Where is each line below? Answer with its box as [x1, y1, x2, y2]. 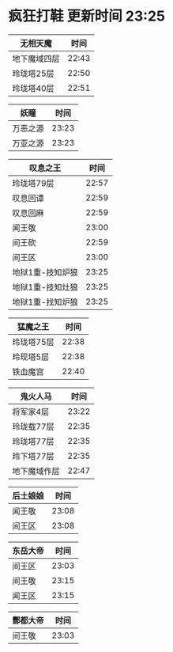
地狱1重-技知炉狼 [12, 267, 78, 278]
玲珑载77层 [12, 421, 55, 432]
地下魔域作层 [12, 465, 61, 476]
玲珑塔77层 [12, 436, 55, 447]
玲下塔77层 [12, 450, 55, 461]
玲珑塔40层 [12, 82, 55, 93]
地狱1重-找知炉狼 [12, 296, 78, 307]
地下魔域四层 [12, 53, 61, 64]
